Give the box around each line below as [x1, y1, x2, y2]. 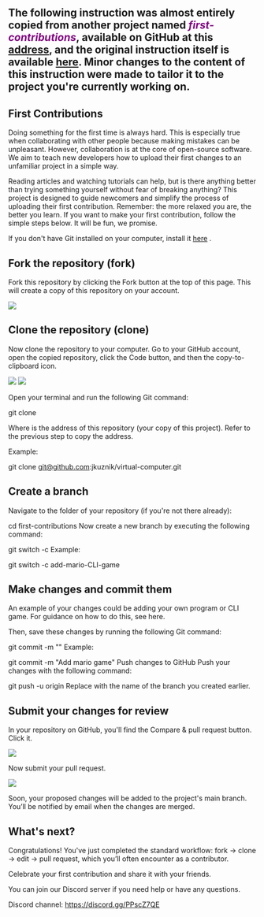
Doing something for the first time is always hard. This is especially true [8, 128, 240, 137]
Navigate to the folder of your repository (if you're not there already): [8, 506, 232, 515]
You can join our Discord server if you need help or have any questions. [8, 885, 240, 894]
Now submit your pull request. [8, 763, 106, 773]
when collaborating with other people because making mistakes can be [8, 136, 240, 146]
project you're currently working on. [8, 80, 191, 94]
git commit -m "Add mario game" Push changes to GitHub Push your [8, 658, 231, 667]
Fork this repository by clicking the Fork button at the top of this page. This [8, 277, 251, 287]
